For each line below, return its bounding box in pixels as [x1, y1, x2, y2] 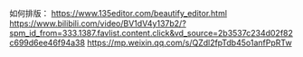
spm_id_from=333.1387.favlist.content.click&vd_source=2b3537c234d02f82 [9, 28, 294, 38]
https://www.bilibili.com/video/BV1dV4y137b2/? [9, 18, 187, 29]
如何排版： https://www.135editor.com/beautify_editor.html [9, 8, 228, 18]
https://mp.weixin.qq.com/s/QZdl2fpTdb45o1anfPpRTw [87, 37, 292, 48]
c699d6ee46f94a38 [9, 37, 86, 48]
